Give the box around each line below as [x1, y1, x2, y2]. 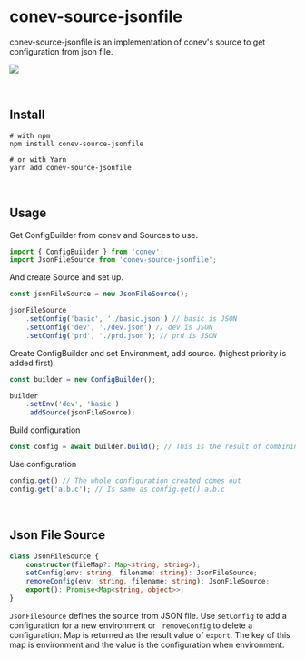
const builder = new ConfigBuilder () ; [9, 374, 156, 384]
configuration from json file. [9, 45, 113, 56]
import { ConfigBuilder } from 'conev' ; [9, 247, 165, 256]
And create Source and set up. [9, 272, 124, 283]
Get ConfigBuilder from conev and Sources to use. [9, 229, 198, 240]
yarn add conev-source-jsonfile [9, 163, 132, 172]
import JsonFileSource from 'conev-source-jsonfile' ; [9, 255, 218, 265]
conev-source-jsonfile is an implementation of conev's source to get [9, 36, 266, 47]
